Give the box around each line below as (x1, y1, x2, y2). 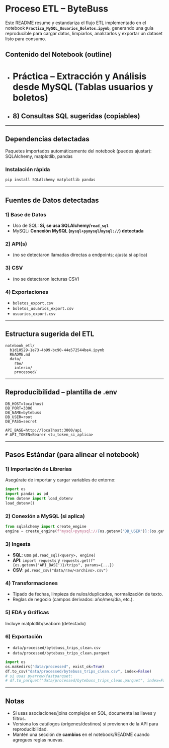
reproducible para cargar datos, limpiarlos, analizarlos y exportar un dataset (5, 30, 162, 36)
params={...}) (84, 563, 114, 568)
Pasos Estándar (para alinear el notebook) (5, 450, 140, 459)
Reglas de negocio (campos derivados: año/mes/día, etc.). (12, 597, 134, 603)
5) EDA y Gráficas (5, 609, 49, 616)
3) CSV (5, 265, 23, 272)
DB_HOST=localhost (5, 401, 44, 406)
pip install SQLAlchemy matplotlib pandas (5, 177, 96, 183)
